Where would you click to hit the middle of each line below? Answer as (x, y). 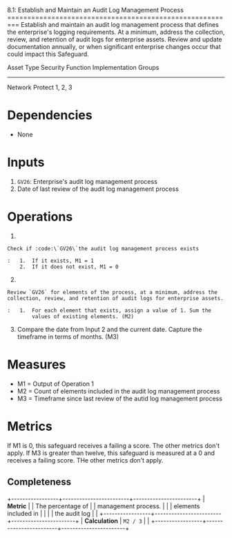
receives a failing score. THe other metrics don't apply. (85, 460)
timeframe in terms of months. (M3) (68, 336)
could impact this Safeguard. (48, 54)
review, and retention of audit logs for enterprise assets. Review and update (115, 39)
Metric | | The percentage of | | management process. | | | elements (104, 506)
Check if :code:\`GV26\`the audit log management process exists (103, 248)
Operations (40, 217)
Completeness (39, 482)
